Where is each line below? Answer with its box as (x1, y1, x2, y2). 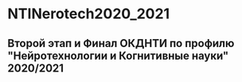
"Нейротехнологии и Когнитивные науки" (7, 49, 229, 62)
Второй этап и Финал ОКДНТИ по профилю (7, 37, 235, 50)
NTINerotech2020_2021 (7, 5, 170, 23)
